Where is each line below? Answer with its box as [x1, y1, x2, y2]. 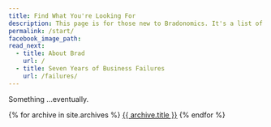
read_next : [8, 42, 45, 50]
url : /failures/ [23, 72, 79, 80]
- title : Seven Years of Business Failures [15, 65, 165, 73]
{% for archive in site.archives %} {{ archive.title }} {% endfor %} [8, 110, 226, 120]
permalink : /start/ [8, 27, 75, 35]
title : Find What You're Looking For [8, 11, 136, 20]
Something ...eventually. [8, 94, 89, 104]
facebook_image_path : [8, 34, 82, 43]
